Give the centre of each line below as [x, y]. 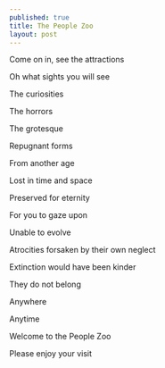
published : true [39, 17]
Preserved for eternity [50, 198]
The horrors [31, 112]
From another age [42, 163]
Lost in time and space [51, 180]
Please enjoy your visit [50, 354]
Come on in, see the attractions [67, 60]
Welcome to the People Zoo [60, 337]
